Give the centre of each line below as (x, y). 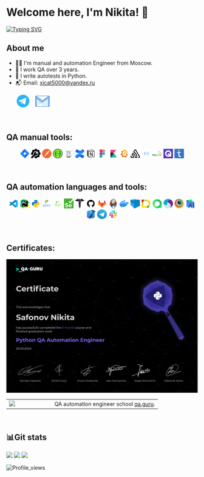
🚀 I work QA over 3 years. (47, 69)
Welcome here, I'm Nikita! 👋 (77, 12)
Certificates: (31, 248)
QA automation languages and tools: (77, 187)
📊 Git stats (27, 437)
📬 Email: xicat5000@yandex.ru (55, 83)
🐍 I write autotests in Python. (51, 76)
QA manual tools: (39, 137)
